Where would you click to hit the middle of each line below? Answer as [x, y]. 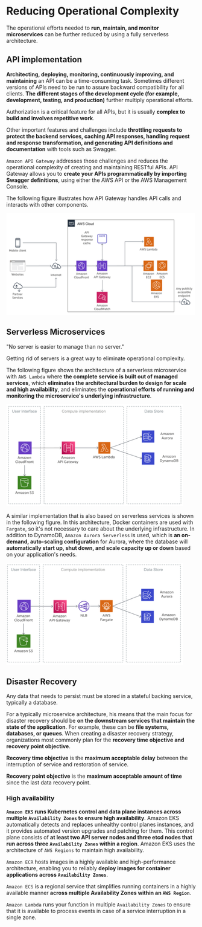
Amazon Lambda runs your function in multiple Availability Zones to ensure [99, 904]
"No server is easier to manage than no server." [65, 346]
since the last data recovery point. [49, 783]
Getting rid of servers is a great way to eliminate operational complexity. [96, 358]
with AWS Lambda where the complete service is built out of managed [92, 376]
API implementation [44, 60]
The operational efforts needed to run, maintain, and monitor [83, 28]
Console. [17, 186]
